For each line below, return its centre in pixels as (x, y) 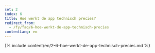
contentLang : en (21, 32)
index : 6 (13, 14)
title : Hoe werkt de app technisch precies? (50, 18)
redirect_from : (20, 23)
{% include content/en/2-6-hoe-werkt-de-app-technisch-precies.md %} (77, 46)
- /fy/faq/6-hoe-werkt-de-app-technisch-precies (59, 27)
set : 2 (11, 9)
